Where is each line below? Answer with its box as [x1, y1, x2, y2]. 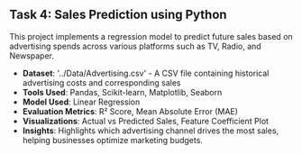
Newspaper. [9, 50, 55, 61]
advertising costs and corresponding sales [22, 77, 181, 88]
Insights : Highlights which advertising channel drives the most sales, [22, 125, 279, 136]
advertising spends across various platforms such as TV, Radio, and [9, 41, 261, 51]
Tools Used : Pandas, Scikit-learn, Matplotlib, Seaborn [22, 86, 223, 97]
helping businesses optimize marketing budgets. [22, 134, 203, 145]
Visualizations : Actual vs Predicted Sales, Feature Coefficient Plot [22, 115, 269, 126]
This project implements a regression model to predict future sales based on [9, 31, 293, 41]
